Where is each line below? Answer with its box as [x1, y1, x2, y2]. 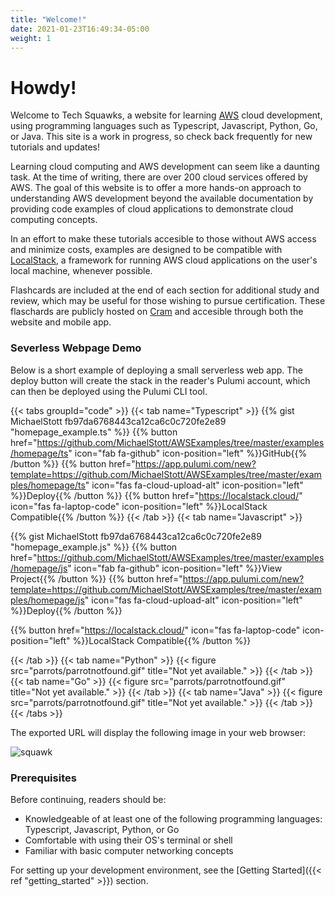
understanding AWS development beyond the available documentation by [10, 192, 314, 205]
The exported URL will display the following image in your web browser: [10, 726, 307, 738]
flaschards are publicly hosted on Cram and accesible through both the [10, 306, 304, 318]
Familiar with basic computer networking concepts [24, 844, 234, 856]
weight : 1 [10, 33, 52, 43]
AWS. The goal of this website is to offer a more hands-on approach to [10, 182, 302, 194]
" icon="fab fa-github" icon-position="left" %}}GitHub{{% [68, 447, 308, 459]
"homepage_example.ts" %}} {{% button [10, 426, 178, 438]
